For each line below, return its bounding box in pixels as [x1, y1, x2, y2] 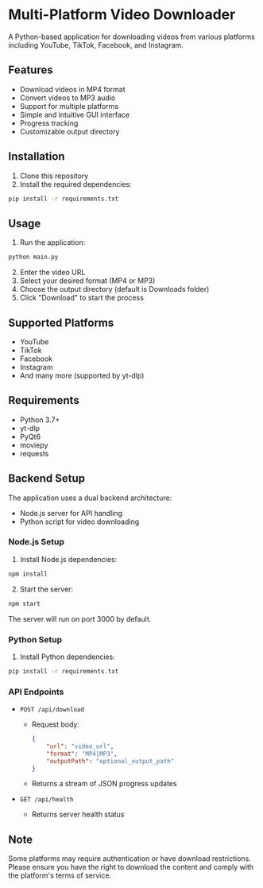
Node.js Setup [8, 537, 65, 548]
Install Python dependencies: [19, 652, 115, 661]
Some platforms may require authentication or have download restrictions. [8, 854, 252, 863]
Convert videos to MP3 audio [19, 93, 116, 103]
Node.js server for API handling [19, 508, 123, 518]
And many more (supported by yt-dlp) [19, 370, 145, 380]
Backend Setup [8, 471, 86, 486]
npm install [8, 570, 48, 578]
